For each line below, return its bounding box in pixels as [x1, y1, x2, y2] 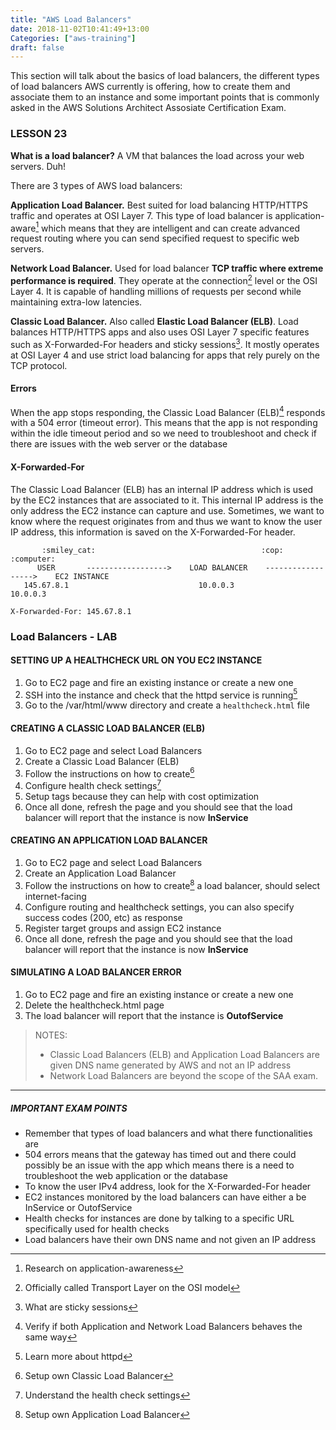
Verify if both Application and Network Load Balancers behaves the [24, 1320, 303, 1332]
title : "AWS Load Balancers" [10, 14, 132, 25]
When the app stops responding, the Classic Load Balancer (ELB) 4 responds [10, 404, 326, 418]
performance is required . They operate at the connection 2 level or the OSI [10, 273, 318, 286]
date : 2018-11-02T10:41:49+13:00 [10, 24, 150, 34]
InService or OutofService [24, 1201, 133, 1213]
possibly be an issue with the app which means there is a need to [24, 1159, 295, 1171]
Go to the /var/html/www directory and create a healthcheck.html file [24, 699, 310, 711]
